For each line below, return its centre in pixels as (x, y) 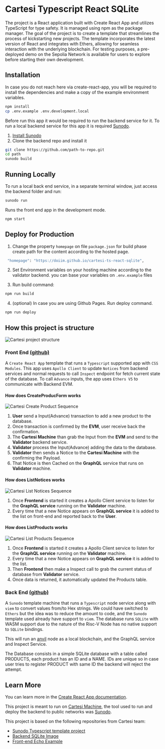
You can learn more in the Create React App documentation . (66, 697)
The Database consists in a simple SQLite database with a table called (76, 654)
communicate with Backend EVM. (39, 384)
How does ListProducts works (36, 528)
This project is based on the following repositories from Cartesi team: (75, 721)
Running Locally (30, 174)
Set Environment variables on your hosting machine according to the (82, 270)
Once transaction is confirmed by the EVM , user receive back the (79, 426)
